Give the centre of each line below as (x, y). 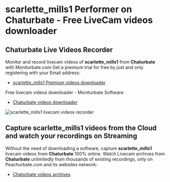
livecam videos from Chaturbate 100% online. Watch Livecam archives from (85, 154)
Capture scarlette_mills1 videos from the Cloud (81, 128)
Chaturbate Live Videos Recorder (59, 50)
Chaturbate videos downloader (45, 102)
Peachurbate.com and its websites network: (51, 164)
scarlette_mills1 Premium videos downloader (59, 83)
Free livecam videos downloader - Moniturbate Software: (65, 92)
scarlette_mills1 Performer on (69, 9)
